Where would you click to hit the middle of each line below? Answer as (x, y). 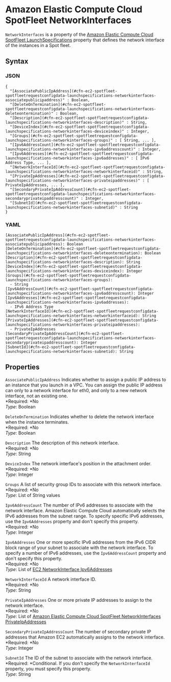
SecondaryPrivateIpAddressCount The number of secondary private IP (78, 631)
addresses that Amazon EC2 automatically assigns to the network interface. (85, 637)
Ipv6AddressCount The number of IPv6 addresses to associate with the (79, 505)
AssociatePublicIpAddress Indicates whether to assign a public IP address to (86, 379)
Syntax (17, 62)
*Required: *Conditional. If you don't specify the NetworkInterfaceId (78, 663)
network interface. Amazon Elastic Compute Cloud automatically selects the (85, 510)
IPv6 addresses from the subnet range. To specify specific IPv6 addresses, (84, 516)
